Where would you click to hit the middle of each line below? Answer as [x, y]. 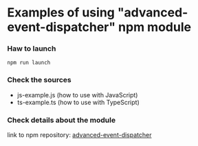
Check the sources [40, 80]
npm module [154, 27]
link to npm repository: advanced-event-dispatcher [79, 135]
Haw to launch [32, 49]
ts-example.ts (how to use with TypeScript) [78, 102]
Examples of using [61, 13]
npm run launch [29, 63]
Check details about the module [61, 120]
